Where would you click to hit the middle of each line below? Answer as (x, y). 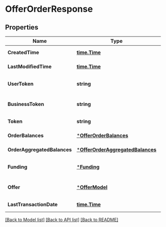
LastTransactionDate (33, 204)
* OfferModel (92, 187)
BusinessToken (26, 104)
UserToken (21, 84)
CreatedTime (23, 52)
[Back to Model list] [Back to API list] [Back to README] (62, 220)
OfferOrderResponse (49, 9)
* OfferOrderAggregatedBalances (116, 150)
